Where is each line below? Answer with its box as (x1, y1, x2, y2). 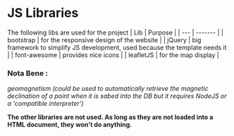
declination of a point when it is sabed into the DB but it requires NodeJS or (7, 92, 227, 100)
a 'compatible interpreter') (7, 99, 84, 108)
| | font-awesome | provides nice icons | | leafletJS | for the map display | (7, 51, 220, 59)
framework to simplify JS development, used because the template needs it (7, 43, 227, 51)
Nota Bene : (7, 68, 48, 78)
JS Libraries (7, 5, 79, 21)
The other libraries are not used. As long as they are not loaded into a (7, 113, 214, 121)
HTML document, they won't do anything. (7, 120, 133, 129)
